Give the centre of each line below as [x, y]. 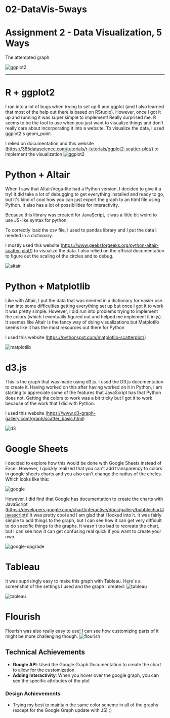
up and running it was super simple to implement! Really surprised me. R [81, 117]
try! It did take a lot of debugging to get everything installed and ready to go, [85, 194]
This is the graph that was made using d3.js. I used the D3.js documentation [84, 381]
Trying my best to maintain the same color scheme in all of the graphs [85, 705]
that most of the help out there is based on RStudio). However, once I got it [83, 112]
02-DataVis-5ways [46, 9]
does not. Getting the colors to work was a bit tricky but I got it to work [79, 398]
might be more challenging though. [42, 636]
